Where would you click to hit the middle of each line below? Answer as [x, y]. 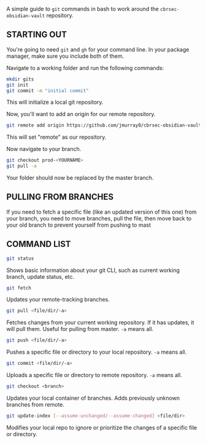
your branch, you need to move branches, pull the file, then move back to [99, 218]
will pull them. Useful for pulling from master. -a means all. [80, 329]
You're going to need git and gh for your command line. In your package [98, 49]
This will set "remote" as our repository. [56, 137]
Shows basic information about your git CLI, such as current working [93, 270]
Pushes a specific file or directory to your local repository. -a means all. [97, 352]
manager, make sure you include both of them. [65, 56]
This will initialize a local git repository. [55, 102]
